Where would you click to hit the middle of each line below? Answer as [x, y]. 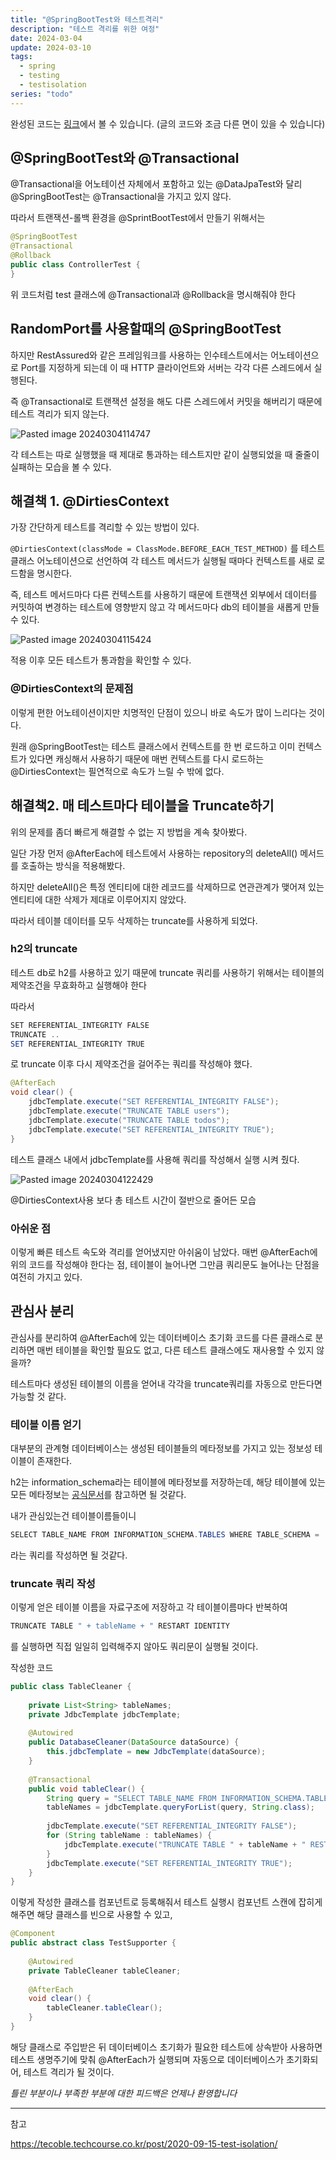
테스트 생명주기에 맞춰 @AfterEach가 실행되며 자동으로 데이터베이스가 [147, 2059]
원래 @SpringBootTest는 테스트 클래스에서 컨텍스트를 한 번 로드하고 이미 [153, 746]
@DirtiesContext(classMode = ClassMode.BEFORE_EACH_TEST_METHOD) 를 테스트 [168, 548]
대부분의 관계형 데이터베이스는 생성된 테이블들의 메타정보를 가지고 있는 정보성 [161, 1448]
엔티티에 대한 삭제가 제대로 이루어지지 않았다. [98, 899]
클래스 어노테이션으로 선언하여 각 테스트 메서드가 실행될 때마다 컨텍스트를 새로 [162, 561]
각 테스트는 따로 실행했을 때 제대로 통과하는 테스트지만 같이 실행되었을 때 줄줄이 [165, 454]
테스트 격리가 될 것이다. [69, 2072]
